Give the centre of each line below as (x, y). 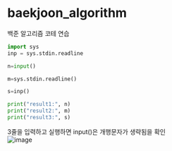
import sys (23, 47)
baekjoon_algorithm (67, 13)
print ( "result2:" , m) (39, 111)
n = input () (22, 66)
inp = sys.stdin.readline (45, 53)
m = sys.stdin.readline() (42, 79)
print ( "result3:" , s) (39, 118)
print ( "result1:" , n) (39, 104)
